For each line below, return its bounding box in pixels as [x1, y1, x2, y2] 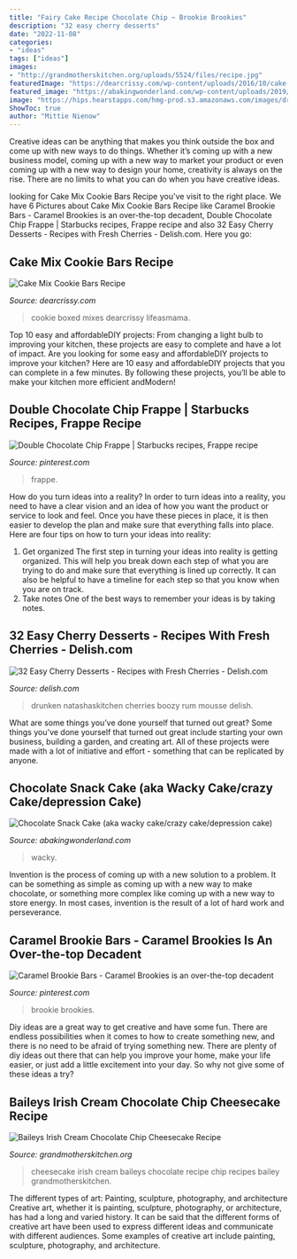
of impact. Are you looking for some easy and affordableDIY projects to [9, 348, 269, 359]
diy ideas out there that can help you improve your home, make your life [9, 1050, 271, 1060]
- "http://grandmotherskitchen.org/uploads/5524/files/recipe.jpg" [9, 71, 263, 80]
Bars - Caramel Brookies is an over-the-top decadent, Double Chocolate [9, 210, 272, 221]
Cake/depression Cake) [9, 794, 142, 809]
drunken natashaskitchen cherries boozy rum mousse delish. [30, 700, 254, 710]
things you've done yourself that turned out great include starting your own [9, 726, 284, 737]
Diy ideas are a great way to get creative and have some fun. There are [9, 1021, 268, 1033]
